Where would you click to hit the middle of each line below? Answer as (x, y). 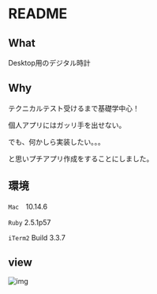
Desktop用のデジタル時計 (49, 63)
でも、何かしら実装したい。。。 (56, 141)
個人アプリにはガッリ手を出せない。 (67, 125)
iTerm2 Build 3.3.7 (37, 237)
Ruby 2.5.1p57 (30, 222)
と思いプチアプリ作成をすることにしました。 (81, 158)
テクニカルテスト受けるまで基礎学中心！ (74, 108)
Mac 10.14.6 (28, 206)
